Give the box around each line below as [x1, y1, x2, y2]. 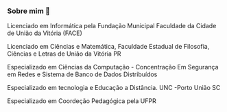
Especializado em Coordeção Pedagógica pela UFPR [7, 97, 156, 105]
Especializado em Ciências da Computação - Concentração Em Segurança [7, 63, 219, 71]
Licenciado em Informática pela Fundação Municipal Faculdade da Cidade [7, 22, 217, 30]
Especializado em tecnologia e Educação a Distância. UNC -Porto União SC [7, 84, 221, 92]
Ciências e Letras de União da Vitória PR [7, 49, 121, 58]
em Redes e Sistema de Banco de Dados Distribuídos [7, 70, 158, 78]
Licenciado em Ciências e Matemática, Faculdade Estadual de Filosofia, [7, 43, 210, 51]
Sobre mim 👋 [7, 6, 50, 16]
